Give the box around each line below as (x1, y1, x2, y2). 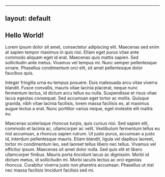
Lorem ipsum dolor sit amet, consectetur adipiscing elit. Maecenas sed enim (5, 44, 160, 50)
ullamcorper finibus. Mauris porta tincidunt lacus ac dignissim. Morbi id (5, 152, 149, 157)
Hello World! (5, 31, 44, 39)
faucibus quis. (5, 70, 34, 76)
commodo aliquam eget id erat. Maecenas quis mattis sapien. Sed (5, 54, 139, 60)
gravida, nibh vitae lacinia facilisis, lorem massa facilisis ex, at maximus (5, 101, 149, 106)
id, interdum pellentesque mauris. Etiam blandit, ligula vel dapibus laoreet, (5, 136, 154, 142)
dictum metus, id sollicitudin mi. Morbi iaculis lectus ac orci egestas (5, 157, 142, 163)
